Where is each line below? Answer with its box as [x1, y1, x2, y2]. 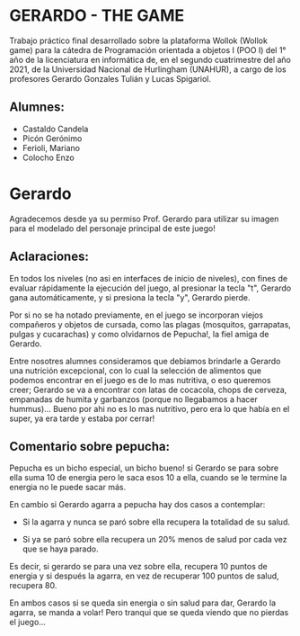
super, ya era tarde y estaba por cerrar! [9, 413, 155, 424]
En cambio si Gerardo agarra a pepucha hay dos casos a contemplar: [9, 499, 266, 510]
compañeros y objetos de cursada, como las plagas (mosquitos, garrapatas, [9, 318, 292, 329]
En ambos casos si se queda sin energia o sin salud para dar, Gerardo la [9, 597, 277, 608]
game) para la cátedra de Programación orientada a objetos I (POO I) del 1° [9, 44, 287, 55]
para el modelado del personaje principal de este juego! [9, 222, 216, 234]
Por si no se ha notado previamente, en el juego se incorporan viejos [9, 309, 263, 320]
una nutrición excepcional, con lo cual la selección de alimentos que [9, 365, 262, 376]
